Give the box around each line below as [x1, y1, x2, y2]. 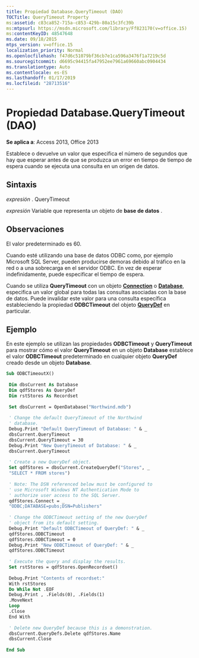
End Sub [6, 647, 26, 653]
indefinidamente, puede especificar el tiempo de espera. [6, 270, 145, 278]
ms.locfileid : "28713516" [6, 81, 70, 87]
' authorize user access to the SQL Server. [8, 492, 121, 498]
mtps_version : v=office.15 [6, 42, 73, 48]
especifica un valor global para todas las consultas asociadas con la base [6, 288, 187, 295]
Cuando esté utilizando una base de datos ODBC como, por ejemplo [6, 251, 173, 259]
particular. [6, 307, 31, 314]
